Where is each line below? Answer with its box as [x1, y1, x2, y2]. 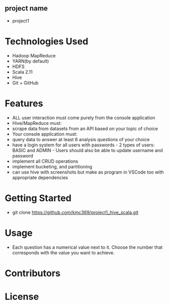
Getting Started [5, 192, 72, 204]
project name [5, 4, 48, 13]
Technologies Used [5, 36, 89, 47]
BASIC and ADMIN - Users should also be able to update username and [12, 147, 163, 153]
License [5, 291, 39, 302]
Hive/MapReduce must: [12, 120, 62, 126]
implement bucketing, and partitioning [12, 163, 92, 169]
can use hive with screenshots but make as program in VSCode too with [12, 169, 164, 175]
